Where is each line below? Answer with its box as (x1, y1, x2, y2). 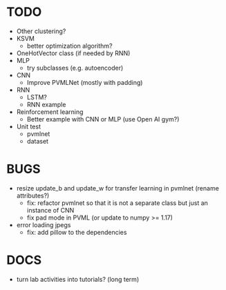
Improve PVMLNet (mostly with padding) (26, 78, 143, 86)
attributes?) (16, 191, 50, 200)
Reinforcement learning (16, 108, 84, 116)
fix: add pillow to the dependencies (26, 228, 127, 236)
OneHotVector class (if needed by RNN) (16, 49, 131, 57)
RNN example (26, 100, 66, 108)
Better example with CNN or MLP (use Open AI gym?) (26, 115, 180, 123)
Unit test (16, 122, 41, 130)
